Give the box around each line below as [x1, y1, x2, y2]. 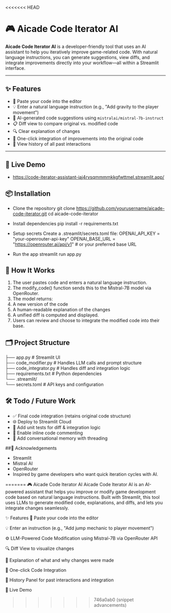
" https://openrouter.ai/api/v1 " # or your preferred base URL [12, 242, 137, 248]
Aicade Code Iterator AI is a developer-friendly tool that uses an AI [5, 43, 146, 49]
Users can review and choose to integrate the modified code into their [12, 317, 160, 324]
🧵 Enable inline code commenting [12, 430, 83, 436]
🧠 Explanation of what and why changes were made [5, 557, 115, 563]
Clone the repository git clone [12, 205, 75, 211]
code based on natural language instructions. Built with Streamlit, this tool [5, 494, 160, 500]
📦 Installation [5, 189, 51, 198]
